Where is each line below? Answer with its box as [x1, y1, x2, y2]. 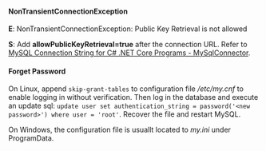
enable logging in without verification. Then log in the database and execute [8, 93, 259, 102]
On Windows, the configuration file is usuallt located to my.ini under [8, 125, 232, 135]
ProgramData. [8, 133, 54, 143]
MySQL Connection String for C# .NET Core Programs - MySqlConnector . [8, 48, 251, 58]
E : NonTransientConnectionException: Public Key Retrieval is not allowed [8, 24, 248, 34]
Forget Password [8, 66, 66, 76]
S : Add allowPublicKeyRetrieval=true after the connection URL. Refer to [8, 40, 248, 50]
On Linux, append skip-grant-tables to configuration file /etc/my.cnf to [8, 84, 244, 93]
